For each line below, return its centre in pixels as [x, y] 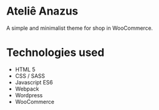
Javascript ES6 [34, 82]
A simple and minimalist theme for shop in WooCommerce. [79, 28]
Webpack [27, 89]
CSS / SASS [30, 76]
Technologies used [56, 53]
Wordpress [29, 95]
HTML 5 [25, 69]
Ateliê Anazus [42, 11]
